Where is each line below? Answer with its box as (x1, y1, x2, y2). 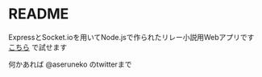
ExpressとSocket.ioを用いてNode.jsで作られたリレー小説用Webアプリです (8, 32, 255, 42)
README (8, 5, 69, 23)
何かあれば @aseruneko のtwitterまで (8, 59, 132, 69)
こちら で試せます (8, 42, 67, 52)
